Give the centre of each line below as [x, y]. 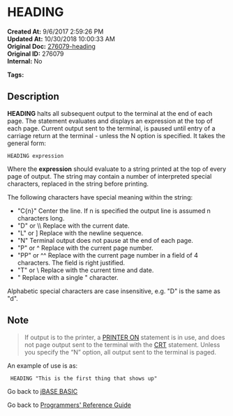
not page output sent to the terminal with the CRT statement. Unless [122, 344]
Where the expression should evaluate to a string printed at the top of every [117, 169]
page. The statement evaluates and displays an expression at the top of [110, 121]
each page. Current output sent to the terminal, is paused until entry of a [111, 128]
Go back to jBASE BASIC [43, 391]
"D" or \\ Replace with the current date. [74, 225]
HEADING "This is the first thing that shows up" [84, 378]
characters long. [41, 218]
